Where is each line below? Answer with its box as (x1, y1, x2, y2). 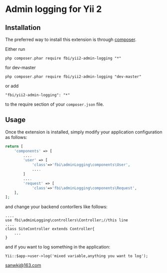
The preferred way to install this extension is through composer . (5, 36, 137, 42)
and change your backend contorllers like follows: (5, 204, 108, 210)
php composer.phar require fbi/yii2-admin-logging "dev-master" (5, 74, 142, 79)
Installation (5, 23, 41, 32)
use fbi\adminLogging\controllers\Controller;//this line (5, 218, 128, 223)
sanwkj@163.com (5, 263, 41, 269)
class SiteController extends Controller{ (5, 227, 95, 232)
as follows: (5, 134, 27, 140)
